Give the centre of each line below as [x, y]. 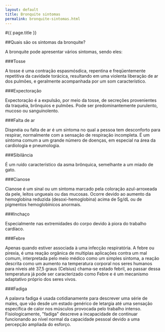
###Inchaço [17, 214]
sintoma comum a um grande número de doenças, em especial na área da [81, 140]
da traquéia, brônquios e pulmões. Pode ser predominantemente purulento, [82, 106]
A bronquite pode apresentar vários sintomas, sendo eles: [64, 52]
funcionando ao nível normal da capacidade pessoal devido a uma [72, 319]
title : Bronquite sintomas [33, 14]
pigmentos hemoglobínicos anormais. [43, 205]
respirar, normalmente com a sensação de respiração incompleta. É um [78, 135]
